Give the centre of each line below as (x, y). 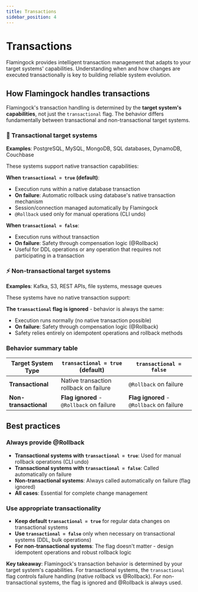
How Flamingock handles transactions (78, 93)
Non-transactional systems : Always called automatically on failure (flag (102, 480)
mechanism (29, 201)
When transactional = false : (43, 225)
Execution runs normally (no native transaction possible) (83, 320)
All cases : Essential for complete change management (81, 493)
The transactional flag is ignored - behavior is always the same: (85, 309)
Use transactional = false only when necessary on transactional (95, 534)
